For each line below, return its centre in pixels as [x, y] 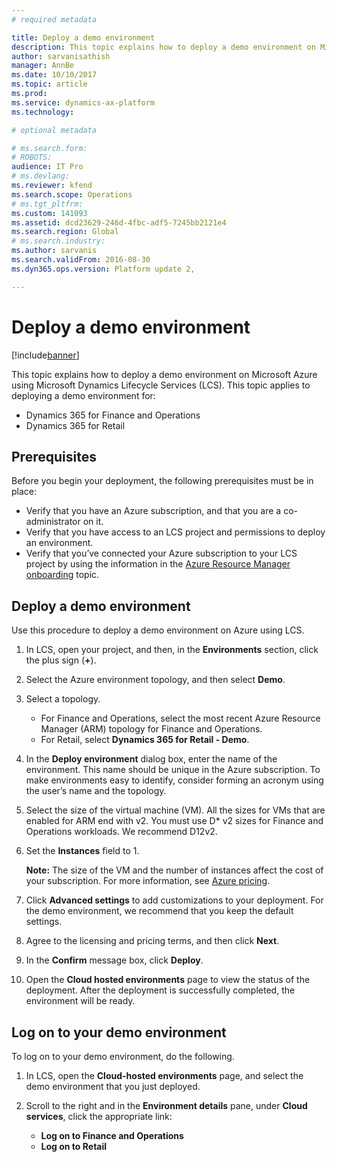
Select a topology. [63, 699]
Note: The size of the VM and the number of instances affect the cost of [174, 870]
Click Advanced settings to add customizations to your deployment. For [174, 900]
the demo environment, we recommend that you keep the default [159, 911]
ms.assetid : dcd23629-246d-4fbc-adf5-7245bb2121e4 [119, 222]
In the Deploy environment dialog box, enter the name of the [151, 759]
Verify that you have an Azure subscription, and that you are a [153, 511]
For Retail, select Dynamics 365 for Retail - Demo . [145, 740]
